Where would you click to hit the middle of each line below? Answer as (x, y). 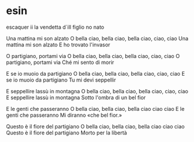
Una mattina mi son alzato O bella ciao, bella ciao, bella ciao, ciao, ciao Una (97, 38)
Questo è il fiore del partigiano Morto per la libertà (67, 133)
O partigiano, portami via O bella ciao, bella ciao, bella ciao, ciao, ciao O (93, 56)
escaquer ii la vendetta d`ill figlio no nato (55, 27)
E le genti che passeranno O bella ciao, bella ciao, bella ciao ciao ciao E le (96, 109)
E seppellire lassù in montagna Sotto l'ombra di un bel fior (76, 97)
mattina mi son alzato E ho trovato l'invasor (58, 45)
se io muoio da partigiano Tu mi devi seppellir (61, 80)
